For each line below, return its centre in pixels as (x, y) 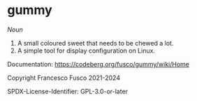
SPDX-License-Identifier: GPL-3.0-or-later (67, 91)
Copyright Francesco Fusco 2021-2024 (64, 78)
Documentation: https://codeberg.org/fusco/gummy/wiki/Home (98, 64)
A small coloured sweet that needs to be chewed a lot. (95, 43)
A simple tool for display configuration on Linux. (86, 50)
